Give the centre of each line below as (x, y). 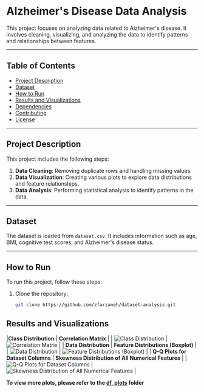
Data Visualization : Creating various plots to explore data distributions (104, 177)
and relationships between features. (51, 41)
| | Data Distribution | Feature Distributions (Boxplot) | (128, 345)
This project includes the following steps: (58, 159)
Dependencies (33, 106)
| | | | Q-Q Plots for (97, 351)
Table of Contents (41, 66)
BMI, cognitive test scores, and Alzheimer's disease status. (80, 242)
